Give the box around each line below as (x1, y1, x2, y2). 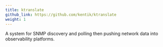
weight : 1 (5, 17, 26, 22)
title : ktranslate (5, 7, 44, 13)
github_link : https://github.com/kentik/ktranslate (5, 12, 116, 17)
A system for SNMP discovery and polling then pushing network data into (5, 31, 158, 37)
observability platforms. (5, 36, 55, 42)
